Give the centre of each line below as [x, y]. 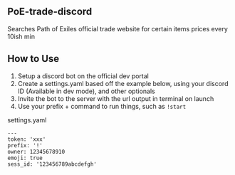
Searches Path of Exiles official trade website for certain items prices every [117, 28]
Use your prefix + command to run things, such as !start [102, 106]
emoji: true [25, 158]
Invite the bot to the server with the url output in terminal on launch [116, 98]
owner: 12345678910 [36, 152]
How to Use [33, 59]
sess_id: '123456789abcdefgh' [52, 164]
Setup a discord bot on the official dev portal [83, 76]
